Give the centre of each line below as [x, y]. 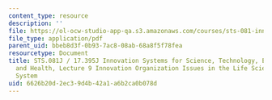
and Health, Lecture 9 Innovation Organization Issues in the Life [132, 69]
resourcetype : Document [49, 53]
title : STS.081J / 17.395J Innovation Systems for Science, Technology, [134, 61]
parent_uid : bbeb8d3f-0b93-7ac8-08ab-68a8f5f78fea [96, 46]
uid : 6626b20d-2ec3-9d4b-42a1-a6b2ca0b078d [83, 83]
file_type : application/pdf [56, 38]
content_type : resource [49, 16]
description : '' [36, 23]
